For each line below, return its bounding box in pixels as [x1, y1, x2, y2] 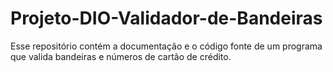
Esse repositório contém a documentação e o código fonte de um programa [10, 40, 323, 52]
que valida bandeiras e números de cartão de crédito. [10, 50, 232, 62]
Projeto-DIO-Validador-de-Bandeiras [10, 7, 323, 30]
